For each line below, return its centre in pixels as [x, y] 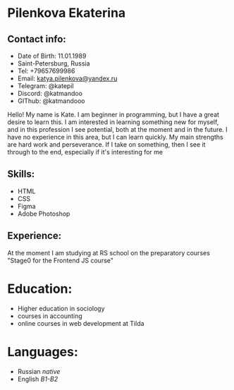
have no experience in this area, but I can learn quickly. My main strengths [115, 137]
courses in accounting [50, 316]
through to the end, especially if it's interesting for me [85, 152]
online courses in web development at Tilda [81, 323]
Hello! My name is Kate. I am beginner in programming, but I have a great [113, 115]
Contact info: [37, 39]
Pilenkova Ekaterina [67, 13]
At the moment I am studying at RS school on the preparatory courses [109, 252]
